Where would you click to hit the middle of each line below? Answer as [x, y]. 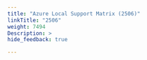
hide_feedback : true [38, 40]
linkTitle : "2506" [34, 20]
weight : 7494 [27, 27]
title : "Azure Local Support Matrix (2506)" [74, 14]
